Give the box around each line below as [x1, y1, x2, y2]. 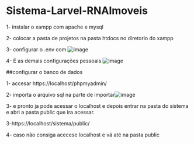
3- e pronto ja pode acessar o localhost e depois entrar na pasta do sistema [6, 102, 189, 109]
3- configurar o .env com [6, 45, 67, 53]
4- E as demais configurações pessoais [6, 57, 102, 64]
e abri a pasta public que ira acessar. [6, 108, 95, 115]
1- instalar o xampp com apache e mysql [6, 23, 104, 30]
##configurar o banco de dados [6, 68, 83, 75]
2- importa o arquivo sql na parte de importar [6, 91, 115, 98]
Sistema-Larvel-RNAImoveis [6, 4, 148, 17]
